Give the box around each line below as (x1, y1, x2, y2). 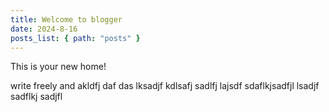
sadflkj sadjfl (10, 91, 63, 103)
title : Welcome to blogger (10, 14, 123, 25)
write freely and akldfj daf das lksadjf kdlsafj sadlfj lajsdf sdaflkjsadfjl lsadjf (10, 80, 320, 92)
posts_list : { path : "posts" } (10, 33, 141, 43)
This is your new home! (10, 61, 107, 73)
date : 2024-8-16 (10, 24, 78, 34)
